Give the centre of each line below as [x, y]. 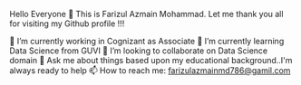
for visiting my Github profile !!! [67, 24]
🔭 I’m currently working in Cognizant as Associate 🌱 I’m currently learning [147, 41]
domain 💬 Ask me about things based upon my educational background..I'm [151, 60]
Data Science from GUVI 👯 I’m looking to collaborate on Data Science [139, 51]
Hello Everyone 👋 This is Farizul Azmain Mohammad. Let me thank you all [146, 14]
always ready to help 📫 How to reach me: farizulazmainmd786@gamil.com [150, 71]
